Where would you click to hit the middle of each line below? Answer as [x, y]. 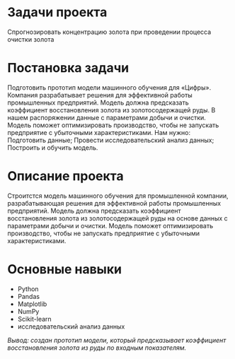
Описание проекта [65, 176]
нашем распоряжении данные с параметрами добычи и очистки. [107, 117]
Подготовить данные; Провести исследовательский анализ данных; [111, 140]
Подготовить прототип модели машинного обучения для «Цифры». [109, 87]
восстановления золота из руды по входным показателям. [97, 348]
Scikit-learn [34, 319]
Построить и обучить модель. [53, 147]
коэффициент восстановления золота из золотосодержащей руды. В [111, 110]
